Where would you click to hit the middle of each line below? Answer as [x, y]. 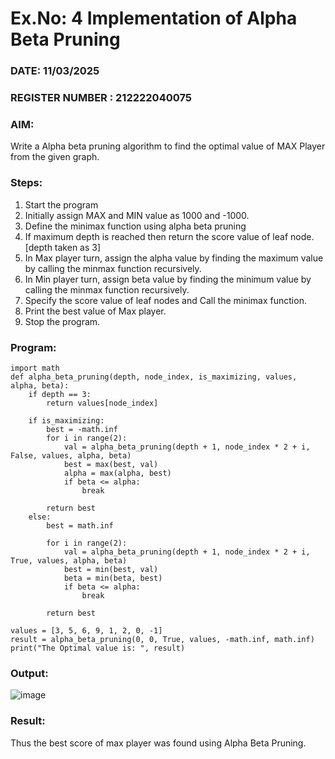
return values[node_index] [102, 403]
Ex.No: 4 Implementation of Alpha [154, 18]
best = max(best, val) [111, 464]
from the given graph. [55, 157]
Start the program [61, 204]
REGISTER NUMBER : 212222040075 [101, 98]
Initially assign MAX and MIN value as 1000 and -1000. [137, 215]
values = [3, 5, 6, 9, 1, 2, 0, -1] [86, 630]
